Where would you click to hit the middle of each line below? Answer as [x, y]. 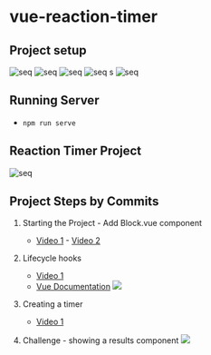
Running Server [54, 100]
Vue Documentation [73, 287]
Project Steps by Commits [84, 202]
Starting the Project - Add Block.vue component [112, 223]
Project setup [48, 50]
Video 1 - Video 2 [68, 241]
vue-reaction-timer [84, 17]
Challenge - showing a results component [101, 340]
